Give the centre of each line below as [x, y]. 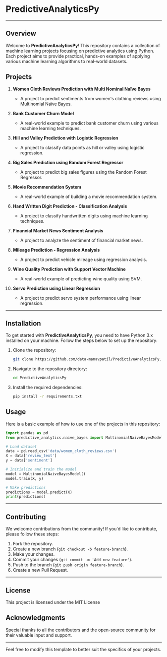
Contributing [26, 517]
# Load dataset [21, 447]
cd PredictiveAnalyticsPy [39, 378]
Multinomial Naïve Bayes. [46, 104]
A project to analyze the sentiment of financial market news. [82, 240]
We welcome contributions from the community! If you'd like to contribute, [82, 529]
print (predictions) [26, 497]
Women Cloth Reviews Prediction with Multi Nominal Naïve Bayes [82, 89]
